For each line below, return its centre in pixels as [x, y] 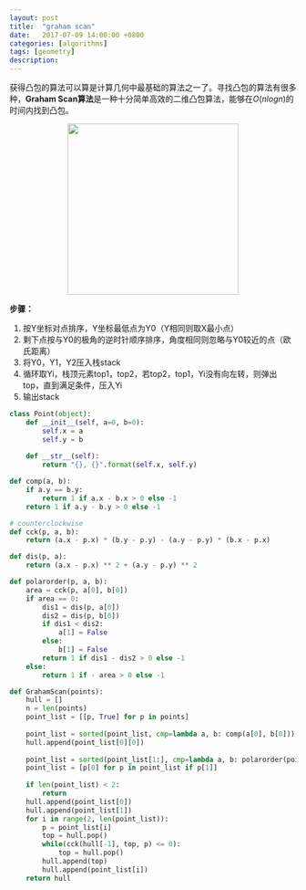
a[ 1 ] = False [82, 633]
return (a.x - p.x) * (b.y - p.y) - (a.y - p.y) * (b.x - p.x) [148, 540]
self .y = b [63, 439]
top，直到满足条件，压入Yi [72, 385]
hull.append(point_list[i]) [95, 869]
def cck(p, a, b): [44, 532]
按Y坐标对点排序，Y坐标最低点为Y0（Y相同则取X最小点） [131, 328]
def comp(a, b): [40, 482]
